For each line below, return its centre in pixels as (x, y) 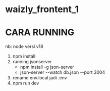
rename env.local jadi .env (40, 78)
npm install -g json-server (47, 67)
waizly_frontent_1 (42, 9)
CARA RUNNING (40, 33)
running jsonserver (32, 62)
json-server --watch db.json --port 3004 (63, 72)
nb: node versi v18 (24, 47)
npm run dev (26, 83)
